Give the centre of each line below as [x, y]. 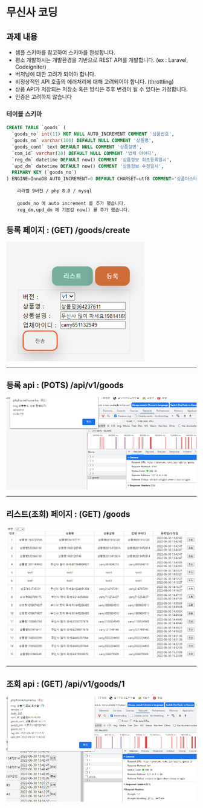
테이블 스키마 [24, 114]
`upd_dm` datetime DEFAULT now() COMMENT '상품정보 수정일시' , [88, 166]
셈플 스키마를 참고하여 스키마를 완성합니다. [65, 52]
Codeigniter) [31, 67]
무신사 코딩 [32, 12]
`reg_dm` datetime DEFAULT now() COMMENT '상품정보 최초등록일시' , [92, 160]
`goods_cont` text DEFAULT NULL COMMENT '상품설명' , [77, 147]
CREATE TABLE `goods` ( [36, 128]
